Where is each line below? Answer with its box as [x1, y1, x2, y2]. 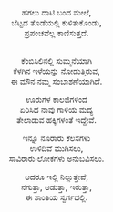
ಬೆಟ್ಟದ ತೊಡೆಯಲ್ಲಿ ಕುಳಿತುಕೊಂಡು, [11, 17, 102, 28]
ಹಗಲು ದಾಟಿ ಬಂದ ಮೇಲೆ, [21, 7, 92, 17]
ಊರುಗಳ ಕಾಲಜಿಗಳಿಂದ [26, 94, 87, 105]
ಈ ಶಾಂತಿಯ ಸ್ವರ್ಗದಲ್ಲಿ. [25, 192, 88, 202]
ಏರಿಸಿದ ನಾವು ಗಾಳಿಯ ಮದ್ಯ [19, 105, 94, 115]
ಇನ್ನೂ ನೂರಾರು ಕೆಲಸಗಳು [22, 133, 91, 143]
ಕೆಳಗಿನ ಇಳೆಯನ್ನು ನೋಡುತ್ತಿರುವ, [13, 66, 100, 76]
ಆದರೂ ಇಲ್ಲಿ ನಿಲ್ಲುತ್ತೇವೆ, [25, 171, 88, 182]
